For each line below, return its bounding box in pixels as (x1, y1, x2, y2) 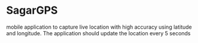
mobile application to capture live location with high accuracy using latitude (6, 23, 193, 30)
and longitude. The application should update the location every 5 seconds (6, 29, 191, 36)
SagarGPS (6, 4, 58, 17)
